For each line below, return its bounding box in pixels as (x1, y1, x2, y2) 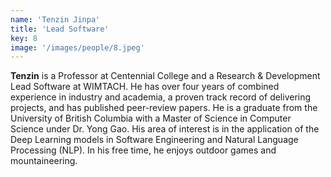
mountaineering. (10, 155, 78, 167)
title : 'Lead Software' (10, 24, 110, 34)
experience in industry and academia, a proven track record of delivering (10, 91, 312, 103)
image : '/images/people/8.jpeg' (10, 42, 145, 53)
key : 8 (10, 33, 38, 43)
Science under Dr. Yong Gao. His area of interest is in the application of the (10, 123, 320, 135)
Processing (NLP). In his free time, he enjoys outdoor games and (10, 144, 277, 156)
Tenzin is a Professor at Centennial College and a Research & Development (10, 70, 321, 82)
